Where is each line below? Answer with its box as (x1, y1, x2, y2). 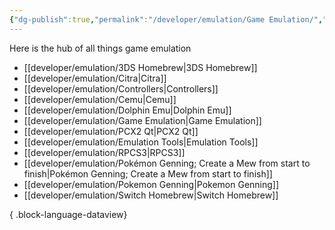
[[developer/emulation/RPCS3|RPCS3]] (23, 146, 186, 158)
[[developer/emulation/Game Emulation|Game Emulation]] (23, 114, 262, 126)
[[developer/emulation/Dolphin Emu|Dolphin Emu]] (23, 104, 232, 116)
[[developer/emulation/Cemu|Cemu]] (23, 93, 177, 105)
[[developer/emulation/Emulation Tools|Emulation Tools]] (23, 136, 259, 148)
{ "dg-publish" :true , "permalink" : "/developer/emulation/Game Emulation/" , (9, 14, 324, 25)
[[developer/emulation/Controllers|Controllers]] (23, 82, 219, 95)
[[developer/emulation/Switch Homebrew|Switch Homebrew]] (23, 189, 279, 201)
